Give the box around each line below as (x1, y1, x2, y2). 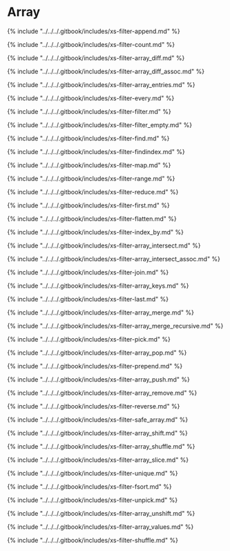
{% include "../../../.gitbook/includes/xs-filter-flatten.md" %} (7, 214, 178, 223)
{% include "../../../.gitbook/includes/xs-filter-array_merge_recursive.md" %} (7, 321, 224, 330)
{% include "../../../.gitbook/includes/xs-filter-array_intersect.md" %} (7, 241, 201, 250)
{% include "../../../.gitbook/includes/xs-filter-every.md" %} (7, 94, 175, 102)
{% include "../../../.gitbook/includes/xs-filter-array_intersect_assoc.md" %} (7, 254, 221, 263)
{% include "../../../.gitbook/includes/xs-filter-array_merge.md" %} (7, 308, 195, 317)
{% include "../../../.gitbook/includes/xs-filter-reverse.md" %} (7, 402, 180, 410)
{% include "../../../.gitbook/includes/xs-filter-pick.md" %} (7, 335, 171, 343)
